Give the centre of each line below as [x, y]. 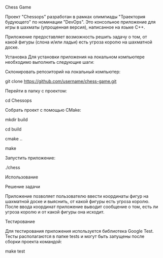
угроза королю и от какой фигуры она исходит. [55, 212]
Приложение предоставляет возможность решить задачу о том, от [76, 37]
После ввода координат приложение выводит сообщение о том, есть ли [82, 207]
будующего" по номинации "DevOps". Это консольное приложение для [81, 22]
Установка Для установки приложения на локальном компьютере [75, 57]
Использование [22, 177]
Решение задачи [23, 187]
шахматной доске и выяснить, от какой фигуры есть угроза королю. [77, 201]
